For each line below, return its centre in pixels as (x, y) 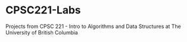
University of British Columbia (42, 32)
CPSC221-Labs (43, 10)
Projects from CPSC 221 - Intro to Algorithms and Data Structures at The (93, 26)
